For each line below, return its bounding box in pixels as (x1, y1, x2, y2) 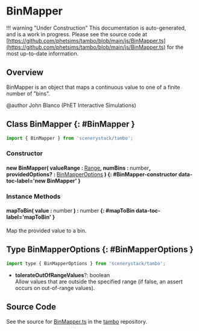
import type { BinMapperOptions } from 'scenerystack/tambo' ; (6, 260, 166, 266)
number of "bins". (6, 89, 50, 97)
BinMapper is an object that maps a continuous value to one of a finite (6, 83, 181, 91)
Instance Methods (6, 192, 61, 201)
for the (166, 43, 184, 51)
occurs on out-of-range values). (14, 284, 95, 291)
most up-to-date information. (6, 50, 79, 57)
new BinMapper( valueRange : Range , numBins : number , (6, 164, 151, 172)
